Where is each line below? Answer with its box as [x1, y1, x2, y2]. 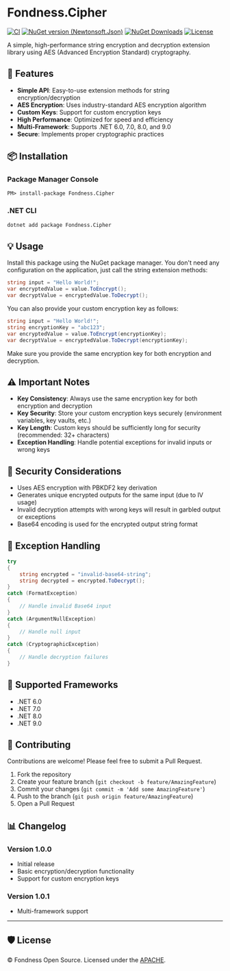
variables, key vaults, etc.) [16, 416, 91, 424]
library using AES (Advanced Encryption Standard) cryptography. [7, 48, 192, 56]
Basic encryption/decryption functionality [16, 867, 135, 876]
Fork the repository [16, 770, 72, 779]
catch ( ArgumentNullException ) [7, 615, 97, 622]
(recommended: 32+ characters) [16, 431, 110, 440]
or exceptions [16, 513, 56, 521]
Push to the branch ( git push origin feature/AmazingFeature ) [16, 792, 194, 800]
